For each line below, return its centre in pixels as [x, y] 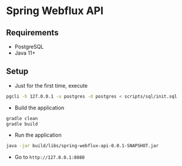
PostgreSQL [29, 47]
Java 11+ [25, 53]
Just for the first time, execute [51, 85]
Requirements [32, 33]
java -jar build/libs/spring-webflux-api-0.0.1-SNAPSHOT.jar [82, 146]
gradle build [22, 124]
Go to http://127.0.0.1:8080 [50, 157]
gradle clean [22, 118]
